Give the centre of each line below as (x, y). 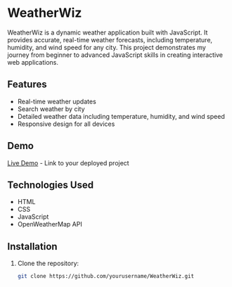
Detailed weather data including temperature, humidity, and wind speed (121, 116)
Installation (32, 247)
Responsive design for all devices (66, 124)
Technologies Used (50, 185)
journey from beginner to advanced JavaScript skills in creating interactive (115, 55)
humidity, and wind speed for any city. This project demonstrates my (107, 47)
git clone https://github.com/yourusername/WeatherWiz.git (106, 276)
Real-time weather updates (57, 101)
